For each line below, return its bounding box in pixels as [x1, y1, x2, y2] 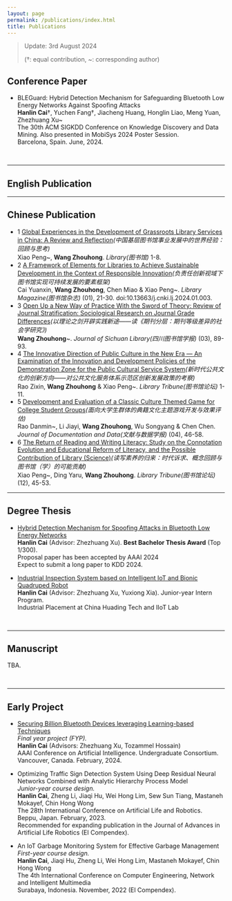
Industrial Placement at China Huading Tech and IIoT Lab [17, 603, 179, 611]
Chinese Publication [7, 209, 96, 221]
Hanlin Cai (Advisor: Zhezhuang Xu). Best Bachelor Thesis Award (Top [17, 538, 221, 546]
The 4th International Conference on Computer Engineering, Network [17, 871, 215, 880]
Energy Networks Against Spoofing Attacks [17, 101, 141, 109]
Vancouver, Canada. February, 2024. [17, 756, 122, 765]
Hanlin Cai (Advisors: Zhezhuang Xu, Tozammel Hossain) [17, 741, 181, 750]
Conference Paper [7, 75, 88, 87]
